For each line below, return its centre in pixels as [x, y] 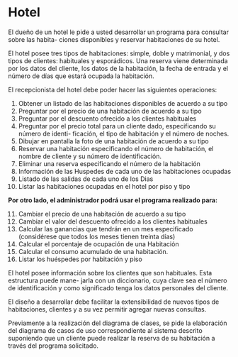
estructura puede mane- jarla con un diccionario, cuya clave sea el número [118, 280]
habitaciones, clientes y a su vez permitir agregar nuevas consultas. [107, 309]
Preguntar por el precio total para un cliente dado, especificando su [117, 126]
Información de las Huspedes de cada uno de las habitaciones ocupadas [125, 171]
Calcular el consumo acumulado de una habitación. [93, 251]
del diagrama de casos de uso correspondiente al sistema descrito [105, 330]
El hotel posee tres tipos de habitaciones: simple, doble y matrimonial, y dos [119, 53]
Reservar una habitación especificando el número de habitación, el [116, 148]
